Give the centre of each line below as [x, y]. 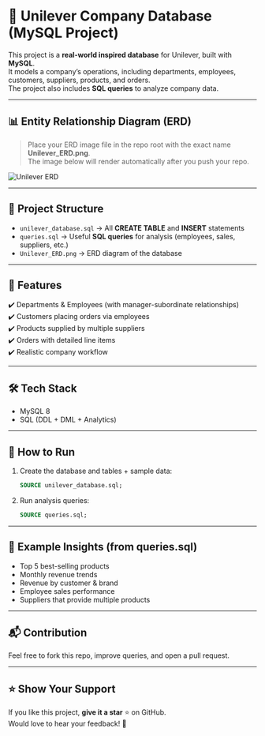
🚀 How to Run [42, 452]
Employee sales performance [67, 591]
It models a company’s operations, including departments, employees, [122, 71]
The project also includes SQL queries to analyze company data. [114, 88]
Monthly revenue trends [58, 574]
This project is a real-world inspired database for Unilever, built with [120, 54]
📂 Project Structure [56, 209]
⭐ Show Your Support [62, 689]
